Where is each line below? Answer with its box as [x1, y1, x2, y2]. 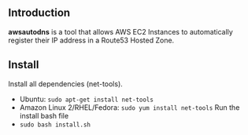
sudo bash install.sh [19, 121, 91, 129]
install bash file [19, 111, 69, 120]
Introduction [8, 6, 71, 20]
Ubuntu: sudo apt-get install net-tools [19, 94, 154, 104]
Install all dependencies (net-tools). [8, 78, 124, 89]
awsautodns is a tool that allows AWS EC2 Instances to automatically [8, 27, 234, 36]
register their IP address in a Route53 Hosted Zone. [8, 35, 175, 45]
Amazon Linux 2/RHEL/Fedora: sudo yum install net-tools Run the [19, 102, 240, 112]
